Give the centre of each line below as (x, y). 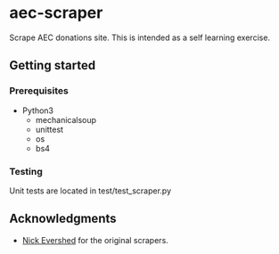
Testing (26, 171)
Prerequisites (39, 91)
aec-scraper (56, 13)
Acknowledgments (63, 219)
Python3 (37, 111)
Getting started (53, 66)
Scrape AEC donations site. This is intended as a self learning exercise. (139, 37)
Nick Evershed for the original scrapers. (95, 240)
